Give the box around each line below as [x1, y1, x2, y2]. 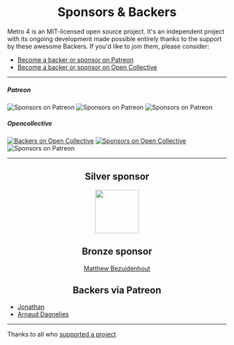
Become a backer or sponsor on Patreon [17, 55, 134, 63]
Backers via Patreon [72, 284, 162, 296]
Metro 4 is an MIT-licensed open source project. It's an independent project [7, 27, 225, 36]
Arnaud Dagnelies [17, 310, 70, 319]
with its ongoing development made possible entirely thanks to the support [7, 34, 222, 43]
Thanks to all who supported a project [7, 330, 116, 339]
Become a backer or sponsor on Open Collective [17, 63, 157, 71]
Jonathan [17, 302, 45, 311]
